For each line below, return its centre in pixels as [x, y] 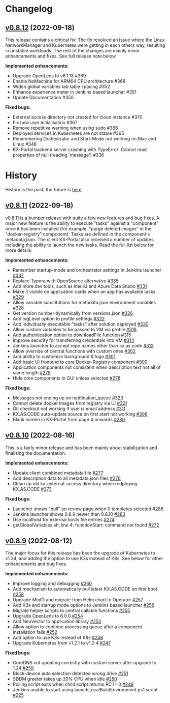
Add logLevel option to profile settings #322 [59, 318]
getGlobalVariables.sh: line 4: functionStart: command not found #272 [86, 525]
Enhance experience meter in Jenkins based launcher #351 [75, 92]
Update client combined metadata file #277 [58, 473]
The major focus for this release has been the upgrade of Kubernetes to [80, 553]
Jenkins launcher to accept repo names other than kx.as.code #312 [83, 345]
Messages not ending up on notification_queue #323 [68, 398]
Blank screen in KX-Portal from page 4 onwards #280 [69, 419]
